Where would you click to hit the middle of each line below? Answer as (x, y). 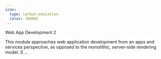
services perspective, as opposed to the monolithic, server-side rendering (81, 47)
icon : (11, 10)
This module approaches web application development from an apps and (80, 42)
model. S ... (17, 52)
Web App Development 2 (31, 33)
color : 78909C (24, 19)
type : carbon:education (34, 14)
